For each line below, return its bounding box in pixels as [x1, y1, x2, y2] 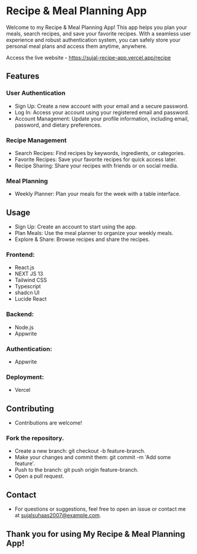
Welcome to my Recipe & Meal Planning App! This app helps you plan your [6, 24, 188, 31]
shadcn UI [14, 289, 40, 297]
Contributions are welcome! [14, 419, 83, 427]
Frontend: [6, 250, 35, 259]
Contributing [6, 404, 54, 414]
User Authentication [6, 89, 66, 97]
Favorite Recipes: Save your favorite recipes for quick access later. [14, 156, 177, 163]
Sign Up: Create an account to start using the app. [14, 223, 137, 230]
